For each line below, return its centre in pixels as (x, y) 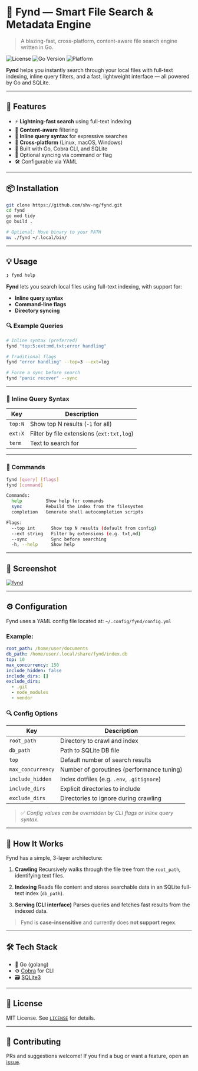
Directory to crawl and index (99, 741)
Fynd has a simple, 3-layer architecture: (55, 858)
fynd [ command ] (25, 485)
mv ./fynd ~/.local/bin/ (37, 238)
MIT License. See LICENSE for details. (51, 1018)
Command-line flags (40, 304)
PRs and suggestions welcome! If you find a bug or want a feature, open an (98, 1056)
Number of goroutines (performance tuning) (121, 769)
